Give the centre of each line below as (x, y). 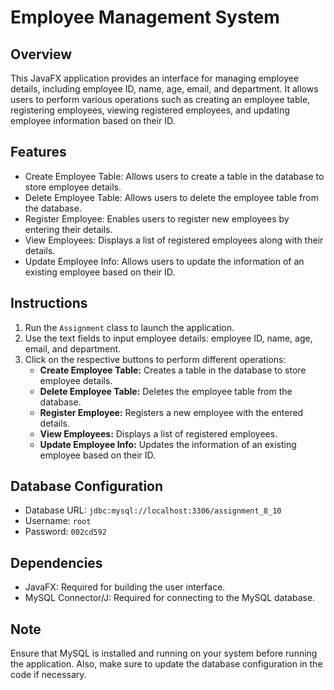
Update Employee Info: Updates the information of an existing (168, 444)
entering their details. (68, 229)
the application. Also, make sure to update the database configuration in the (166, 664)
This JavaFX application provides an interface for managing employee (155, 78)
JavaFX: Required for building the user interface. (125, 587)
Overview (41, 54)
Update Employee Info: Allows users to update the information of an (164, 261)
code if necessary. (48, 675)
